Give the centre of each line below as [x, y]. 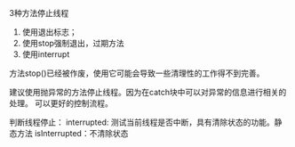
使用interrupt [46, 54]
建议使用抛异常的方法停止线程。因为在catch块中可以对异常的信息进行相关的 [148, 92]
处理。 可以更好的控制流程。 [61, 103]
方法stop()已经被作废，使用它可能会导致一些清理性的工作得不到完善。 [137, 73]
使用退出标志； [49, 32]
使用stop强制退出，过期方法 [73, 43]
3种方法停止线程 [39, 13]
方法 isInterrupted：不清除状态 [72, 133]
